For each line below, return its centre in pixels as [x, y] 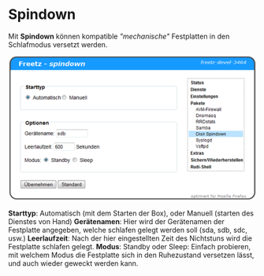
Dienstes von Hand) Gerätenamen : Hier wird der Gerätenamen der [116, 222]
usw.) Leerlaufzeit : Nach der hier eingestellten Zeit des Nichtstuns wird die [130, 238]
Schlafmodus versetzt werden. [58, 44]
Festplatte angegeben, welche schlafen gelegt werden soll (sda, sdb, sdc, [128, 230]
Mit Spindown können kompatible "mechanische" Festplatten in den [119, 36]
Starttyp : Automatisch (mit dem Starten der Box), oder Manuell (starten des [131, 213]
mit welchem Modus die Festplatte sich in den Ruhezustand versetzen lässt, [131, 255]
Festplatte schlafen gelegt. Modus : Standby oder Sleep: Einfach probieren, [130, 247]
